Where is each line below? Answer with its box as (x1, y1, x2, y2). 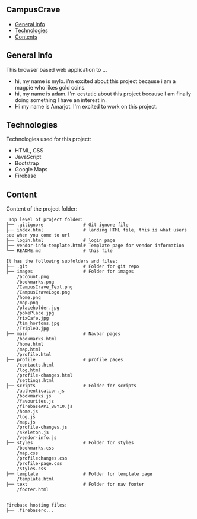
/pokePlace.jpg (17, 310, 55, 316)
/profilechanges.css (17, 456, 68, 461)
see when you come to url (6, 233, 70, 238)
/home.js (17, 409, 39, 415)
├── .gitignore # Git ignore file (6, 222, 129, 228)
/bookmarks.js (17, 393, 52, 399)
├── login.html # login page (6, 237, 116, 244)
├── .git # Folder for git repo (6, 263, 139, 269)
